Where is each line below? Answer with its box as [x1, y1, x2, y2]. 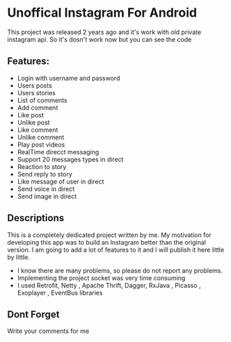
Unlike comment [17, 133, 65, 141]
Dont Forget [7, 308, 60, 320]
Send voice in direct [17, 184, 75, 193]
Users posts [17, 81, 52, 90]
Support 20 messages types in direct [17, 155, 124, 163]
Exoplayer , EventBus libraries [17, 288, 103, 297]
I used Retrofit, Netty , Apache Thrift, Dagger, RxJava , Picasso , [17, 281, 201, 289]
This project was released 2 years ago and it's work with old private [7, 28, 202, 36]
